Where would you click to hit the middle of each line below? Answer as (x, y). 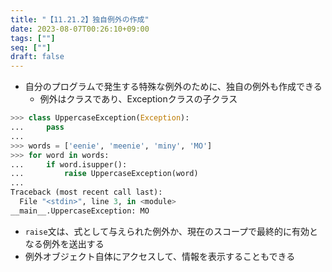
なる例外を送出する (64, 243)
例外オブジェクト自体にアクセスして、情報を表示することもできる (160, 256)
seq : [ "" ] (31, 47)
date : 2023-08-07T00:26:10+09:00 (80, 29)
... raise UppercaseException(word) (104, 174)
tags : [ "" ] (33, 38)
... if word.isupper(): (69, 164)
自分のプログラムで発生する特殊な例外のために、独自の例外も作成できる (173, 87)
